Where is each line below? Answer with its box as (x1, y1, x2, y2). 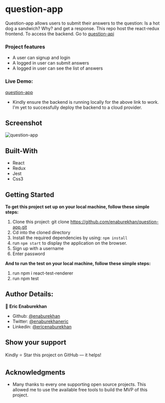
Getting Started (5, 190, 54, 199)
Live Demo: (5, 78, 33, 85)
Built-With (5, 146, 38, 155)
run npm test (12, 275, 39, 281)
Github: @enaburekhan (12, 313, 60, 319)
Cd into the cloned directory (12, 229, 71, 235)
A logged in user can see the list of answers (12, 65, 103, 71)
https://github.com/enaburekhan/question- (70, 219, 159, 225)
